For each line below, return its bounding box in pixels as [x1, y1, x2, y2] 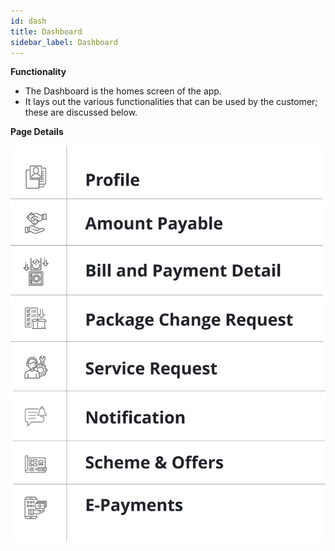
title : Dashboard [10, 26, 83, 37]
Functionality [10, 66, 67, 78]
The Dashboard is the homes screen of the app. [24, 85, 222, 97]
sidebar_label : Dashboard [10, 37, 118, 47]
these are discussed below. [24, 106, 138, 119]
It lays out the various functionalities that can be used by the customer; [24, 96, 318, 108]
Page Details [10, 126, 64, 138]
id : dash [10, 16, 47, 26]
